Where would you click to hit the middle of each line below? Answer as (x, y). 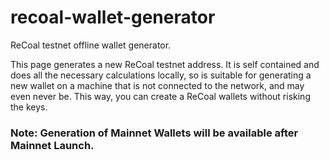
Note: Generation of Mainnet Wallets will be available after (154, 133)
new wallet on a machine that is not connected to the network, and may (157, 85)
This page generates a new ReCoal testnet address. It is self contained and (165, 64)
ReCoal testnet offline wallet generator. (91, 45)
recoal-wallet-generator (113, 17)
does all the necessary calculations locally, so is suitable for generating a (161, 75)
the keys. (29, 107)
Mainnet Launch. (52, 145)
